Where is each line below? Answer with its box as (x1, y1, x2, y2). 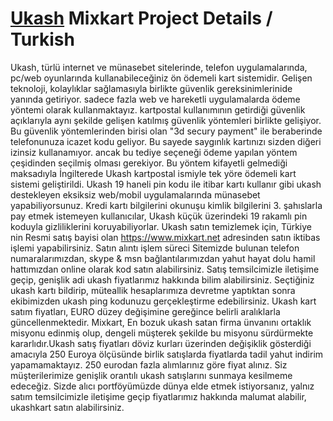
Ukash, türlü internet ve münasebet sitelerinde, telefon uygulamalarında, (10, 61, 308, 73)
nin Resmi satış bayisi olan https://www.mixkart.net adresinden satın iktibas (10, 231, 321, 243)
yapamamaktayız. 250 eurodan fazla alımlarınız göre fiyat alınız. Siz (10, 358, 288, 371)
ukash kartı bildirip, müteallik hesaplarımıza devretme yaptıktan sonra (10, 284, 296, 296)
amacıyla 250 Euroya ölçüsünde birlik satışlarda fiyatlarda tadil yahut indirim (10, 348, 324, 360)
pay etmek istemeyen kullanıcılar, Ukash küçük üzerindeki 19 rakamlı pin (10, 210, 308, 222)
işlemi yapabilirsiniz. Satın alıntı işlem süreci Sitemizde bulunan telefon (10, 242, 300, 254)
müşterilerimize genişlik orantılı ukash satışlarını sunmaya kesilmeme (10, 369, 293, 381)
